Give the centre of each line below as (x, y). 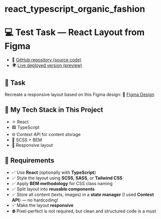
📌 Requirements (29, 161)
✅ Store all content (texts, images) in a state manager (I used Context (83, 194)
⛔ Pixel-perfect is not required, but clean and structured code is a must (84, 211)
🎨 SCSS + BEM (27, 140)
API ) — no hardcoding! (35, 200)
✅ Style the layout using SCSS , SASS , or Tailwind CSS (67, 178)
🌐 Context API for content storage (46, 134)
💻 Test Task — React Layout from (75, 32)
